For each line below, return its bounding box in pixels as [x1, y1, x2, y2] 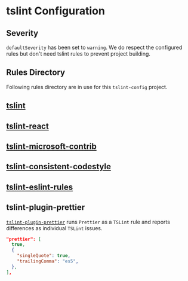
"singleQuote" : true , [17, 253, 70, 259]
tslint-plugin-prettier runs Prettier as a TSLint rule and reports [6, 218, 170, 225]
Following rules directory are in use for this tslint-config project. [6, 83, 168, 90]
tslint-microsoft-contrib [6, 141, 97, 151]
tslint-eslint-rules [6, 182, 73, 192]
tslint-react [6, 121, 49, 131]
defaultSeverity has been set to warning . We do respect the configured [6, 44, 183, 51]
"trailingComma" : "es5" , [17, 258, 79, 264]
